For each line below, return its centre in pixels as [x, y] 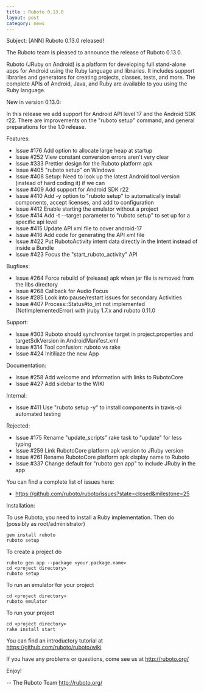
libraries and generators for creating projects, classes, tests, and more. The [101, 78]
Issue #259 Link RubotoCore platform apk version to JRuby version [99, 451]
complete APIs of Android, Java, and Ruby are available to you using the [97, 84]
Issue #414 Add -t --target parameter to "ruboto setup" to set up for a [103, 216]
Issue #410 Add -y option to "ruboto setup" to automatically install [98, 196]
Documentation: [26, 366]
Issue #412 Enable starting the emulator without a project [87, 209]
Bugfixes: [18, 266]
